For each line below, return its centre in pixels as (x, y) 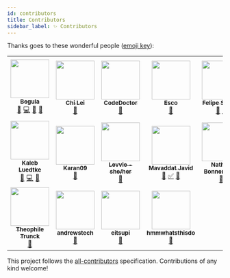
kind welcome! (28, 268)
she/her (120, 171)
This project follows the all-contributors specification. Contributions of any (112, 261)
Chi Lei (75, 103)
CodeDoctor (121, 103)
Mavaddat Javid (171, 168)
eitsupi (120, 233)
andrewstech (75, 233)
